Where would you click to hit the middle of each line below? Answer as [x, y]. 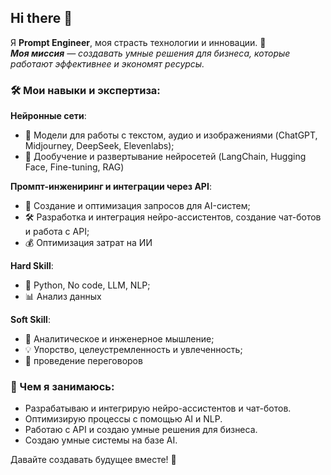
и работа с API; [57, 232]
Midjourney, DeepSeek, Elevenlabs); [99, 146]
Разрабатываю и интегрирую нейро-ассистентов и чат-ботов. [158, 408]
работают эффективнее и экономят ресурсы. [107, 63]
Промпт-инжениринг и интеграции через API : [111, 187]
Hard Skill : [32, 266]
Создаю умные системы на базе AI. [101, 440]
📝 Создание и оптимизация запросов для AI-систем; [137, 206]
